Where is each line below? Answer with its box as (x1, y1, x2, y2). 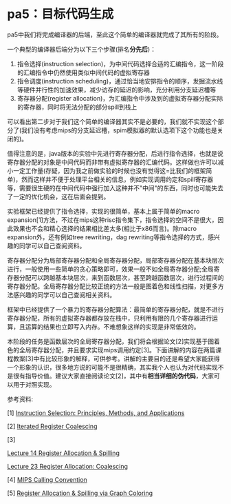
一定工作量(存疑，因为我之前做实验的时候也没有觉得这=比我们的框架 (12, 166, 206, 174)
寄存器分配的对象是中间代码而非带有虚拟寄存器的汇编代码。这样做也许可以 (7, 158, 218, 166)
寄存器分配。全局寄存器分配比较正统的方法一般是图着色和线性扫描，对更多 (7, 282, 218, 290)
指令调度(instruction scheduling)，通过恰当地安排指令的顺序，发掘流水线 (16, 77, 223, 85)
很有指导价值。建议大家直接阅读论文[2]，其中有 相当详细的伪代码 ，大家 (12, 372, 214, 380)
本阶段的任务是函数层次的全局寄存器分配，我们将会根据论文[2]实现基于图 (7, 337, 214, 345)
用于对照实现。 (12, 380, 56, 388)
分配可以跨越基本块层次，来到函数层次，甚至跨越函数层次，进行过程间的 (19, 273, 224, 281)
